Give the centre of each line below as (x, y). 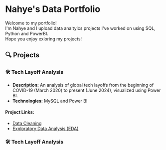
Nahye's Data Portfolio (53, 9)
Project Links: (20, 112)
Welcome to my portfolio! (31, 23)
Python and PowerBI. (27, 33)
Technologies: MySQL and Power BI (50, 101)
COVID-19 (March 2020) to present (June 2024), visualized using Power (86, 90)
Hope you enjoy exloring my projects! (44, 39)
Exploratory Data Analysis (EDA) (45, 129)
